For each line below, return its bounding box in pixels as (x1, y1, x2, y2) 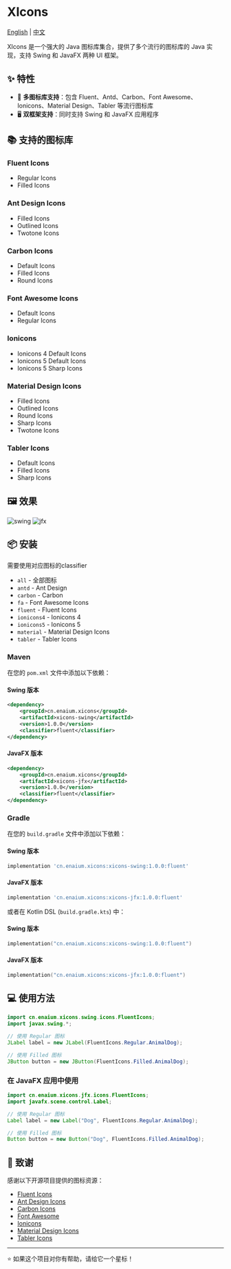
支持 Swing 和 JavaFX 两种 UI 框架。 (19, 51, 122, 59)
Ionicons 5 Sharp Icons (16, 364, 82, 372)
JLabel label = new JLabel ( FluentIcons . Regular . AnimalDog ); (7, 1040, 184, 1046)
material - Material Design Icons (16, 628, 110, 636)
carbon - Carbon (16, 590, 63, 599)
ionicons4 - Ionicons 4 (16, 612, 81, 621)
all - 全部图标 (16, 576, 57, 584)
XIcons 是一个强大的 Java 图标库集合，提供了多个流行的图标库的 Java (7, 42, 205, 50)
